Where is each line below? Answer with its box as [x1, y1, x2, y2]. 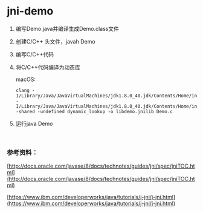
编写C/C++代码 [15, 50, 54, 58]
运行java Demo [15, 120, 53, 127]
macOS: [15, 76, 36, 83]
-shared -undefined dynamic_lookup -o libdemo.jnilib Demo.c [15, 108, 173, 114]
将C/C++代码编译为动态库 [15, 64, 80, 71]
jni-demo [7, 4, 54, 18]
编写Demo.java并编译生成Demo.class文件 [15, 25, 120, 32]
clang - [15, 87, 35, 93]
